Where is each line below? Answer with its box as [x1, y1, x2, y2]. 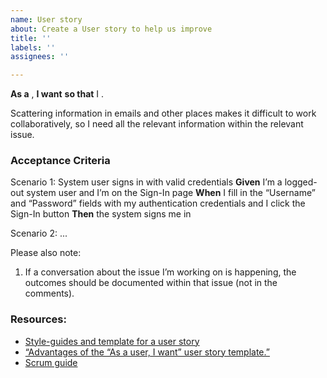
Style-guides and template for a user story [24, 335, 200, 347]
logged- [284, 176, 318, 188]
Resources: [10, 312, 67, 326]
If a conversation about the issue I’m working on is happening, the [24, 266, 297, 278]
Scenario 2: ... [10, 227, 68, 240]
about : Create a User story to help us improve [10, 24, 213, 34]
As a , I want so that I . [10, 88, 105, 100]
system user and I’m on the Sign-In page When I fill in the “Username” [26, 187, 316, 199]
